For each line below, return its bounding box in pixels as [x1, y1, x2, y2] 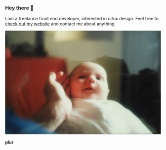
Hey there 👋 [5, 4, 34, 11]
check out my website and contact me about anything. [5, 21, 116, 27]
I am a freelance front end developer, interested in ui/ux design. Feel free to [5, 16, 159, 22]
